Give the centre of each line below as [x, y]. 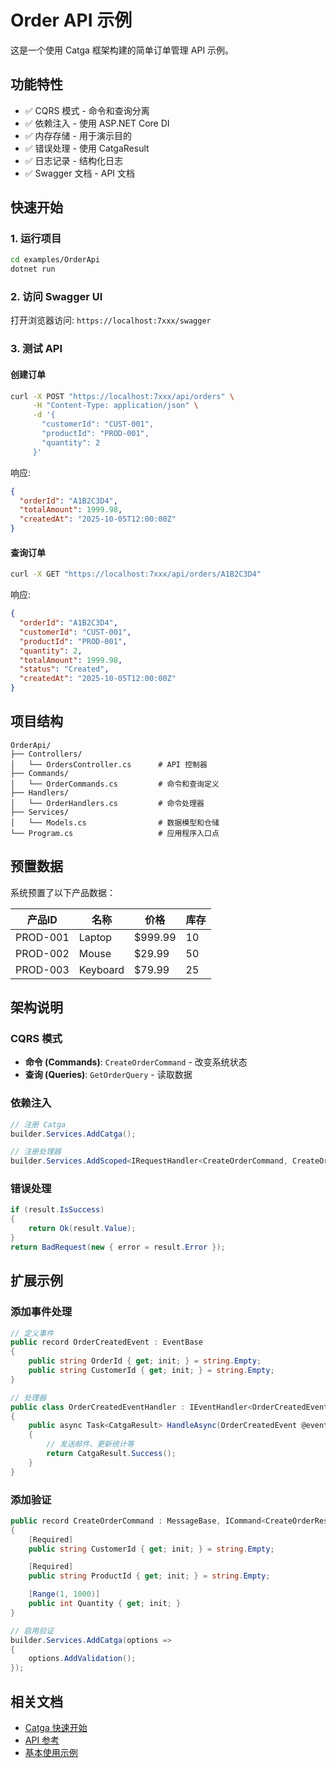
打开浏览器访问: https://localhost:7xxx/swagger [111, 320]
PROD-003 [42, 969]
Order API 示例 [71, 20]
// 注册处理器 [36, 1152]
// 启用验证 [32, 1631]
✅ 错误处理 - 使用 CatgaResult [87, 148]
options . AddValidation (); [82, 1659]
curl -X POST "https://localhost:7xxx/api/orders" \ [122, 396]
